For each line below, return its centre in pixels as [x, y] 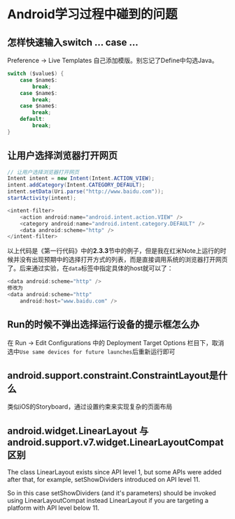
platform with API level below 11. [54, 508]
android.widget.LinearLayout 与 [78, 431]
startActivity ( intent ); [42, 198]
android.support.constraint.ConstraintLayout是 [113, 375]
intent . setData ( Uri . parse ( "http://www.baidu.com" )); [86, 192]
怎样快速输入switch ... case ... [73, 42]
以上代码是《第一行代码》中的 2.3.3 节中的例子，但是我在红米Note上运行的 [114, 251]
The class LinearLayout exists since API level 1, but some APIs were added [114, 472]
